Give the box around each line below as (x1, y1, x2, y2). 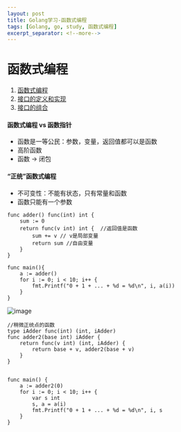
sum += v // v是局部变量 (32, 232, 98, 239)
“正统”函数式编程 (7, 172, 57, 180)
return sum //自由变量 (32, 239, 94, 247)
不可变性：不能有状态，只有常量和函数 (17, 189, 127, 197)
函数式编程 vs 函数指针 (7, 120, 72, 129)
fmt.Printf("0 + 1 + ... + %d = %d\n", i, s (32, 406, 163, 414)
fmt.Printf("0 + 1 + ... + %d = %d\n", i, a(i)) (32, 282, 175, 289)
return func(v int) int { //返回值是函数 (19, 225, 138, 232)
